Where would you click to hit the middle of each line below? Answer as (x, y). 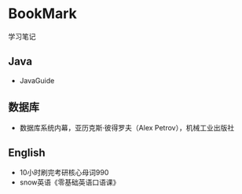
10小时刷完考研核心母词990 (64, 173)
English (27, 153)
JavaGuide (37, 80)
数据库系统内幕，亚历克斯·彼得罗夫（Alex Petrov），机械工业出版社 (126, 127)
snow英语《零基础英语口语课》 (70, 182)
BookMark (42, 14)
